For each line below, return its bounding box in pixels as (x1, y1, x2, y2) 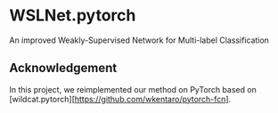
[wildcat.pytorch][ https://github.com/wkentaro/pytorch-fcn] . (9, 93, 232, 104)
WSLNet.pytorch (9, 5, 136, 26)
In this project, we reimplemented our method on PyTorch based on (9, 84, 257, 94)
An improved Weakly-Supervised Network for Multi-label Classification (9, 35, 270, 45)
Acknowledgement (9, 61, 118, 76)
